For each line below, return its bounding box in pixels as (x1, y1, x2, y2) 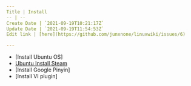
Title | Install (6, 8, 47, 15)
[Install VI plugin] (15, 73, 58, 80)
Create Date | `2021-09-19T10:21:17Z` (6, 20, 104, 26)
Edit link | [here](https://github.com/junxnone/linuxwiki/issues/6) (6, 31, 186, 38)
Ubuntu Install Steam (15, 60, 68, 67)
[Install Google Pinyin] (15, 66, 70, 73)
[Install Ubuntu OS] (15, 53, 63, 61)
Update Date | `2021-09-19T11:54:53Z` (6, 25, 104, 32)
